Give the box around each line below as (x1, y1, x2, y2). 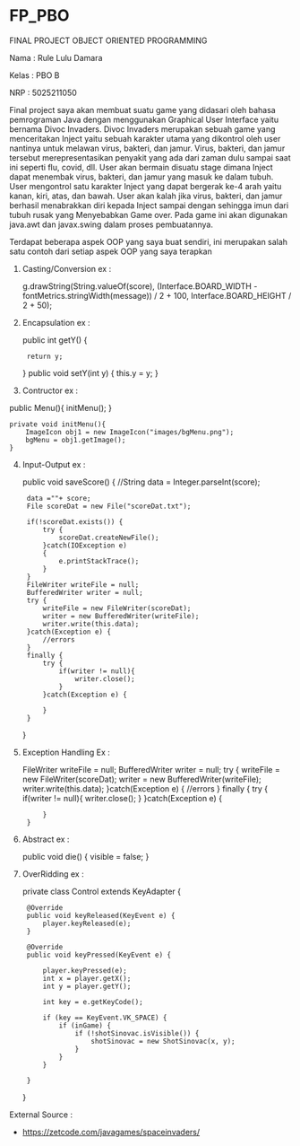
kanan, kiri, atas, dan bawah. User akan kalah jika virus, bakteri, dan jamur (9, 190, 283, 201)
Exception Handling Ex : (21, 747, 110, 757)
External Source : (9, 1109, 73, 1120)
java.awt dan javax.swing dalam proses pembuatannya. (9, 219, 213, 230)
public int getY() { (21, 334, 88, 346)
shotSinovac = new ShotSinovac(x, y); (90, 1037, 236, 1045)
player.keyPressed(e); (42, 966, 127, 975)
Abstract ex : (21, 834, 70, 844)
